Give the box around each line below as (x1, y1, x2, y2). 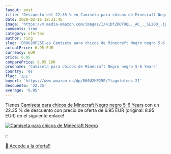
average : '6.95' (5, 87, 40, 93)
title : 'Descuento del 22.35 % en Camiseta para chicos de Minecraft (5, 12, 156, 17)
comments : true (5, 26, 38, 32)
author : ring (5, 36, 33, 41)
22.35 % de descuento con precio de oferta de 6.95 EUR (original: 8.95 (5, 107, 155, 113)
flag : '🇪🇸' (5, 74, 31, 79)
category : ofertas (5, 31, 44, 36)
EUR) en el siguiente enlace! (5, 112, 65, 118)
